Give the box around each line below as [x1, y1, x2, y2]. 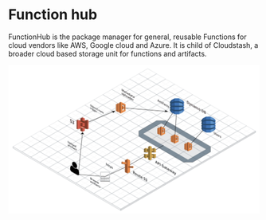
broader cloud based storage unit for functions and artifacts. [8, 49, 207, 58]
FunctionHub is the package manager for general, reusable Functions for [8, 32, 247, 41]
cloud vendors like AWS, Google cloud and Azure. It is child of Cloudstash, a [8, 40, 259, 49]
